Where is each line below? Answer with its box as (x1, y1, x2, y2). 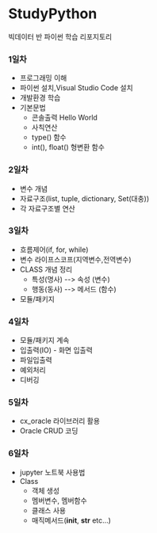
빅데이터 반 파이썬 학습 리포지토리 (8, 32, 113, 41)
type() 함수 (31, 132, 67, 143)
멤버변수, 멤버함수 (31, 496, 87, 505)
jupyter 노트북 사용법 (19, 467, 86, 477)
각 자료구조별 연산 (19, 204, 75, 213)
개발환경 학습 (19, 93, 61, 103)
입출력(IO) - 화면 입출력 (19, 345, 93, 355)
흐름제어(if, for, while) (19, 245, 89, 254)
